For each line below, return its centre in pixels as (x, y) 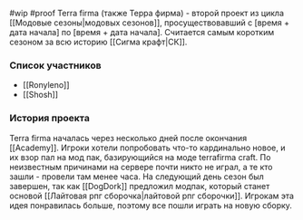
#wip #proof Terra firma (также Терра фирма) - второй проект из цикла (147, 13)
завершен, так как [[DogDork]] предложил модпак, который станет (140, 186)
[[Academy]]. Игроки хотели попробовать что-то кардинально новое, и (147, 148)
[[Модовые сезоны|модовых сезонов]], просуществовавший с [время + (150, 23)
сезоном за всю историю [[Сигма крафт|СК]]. (98, 42)
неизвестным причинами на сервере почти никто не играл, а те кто (141, 167)
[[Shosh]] (40, 95)
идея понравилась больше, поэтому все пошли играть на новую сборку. (151, 205)
